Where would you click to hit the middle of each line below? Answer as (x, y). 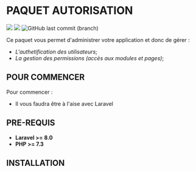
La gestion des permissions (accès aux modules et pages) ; (89, 58)
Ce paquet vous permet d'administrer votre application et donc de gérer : (98, 40)
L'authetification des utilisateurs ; (56, 52)
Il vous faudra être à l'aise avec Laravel (64, 103)
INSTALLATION (36, 163)
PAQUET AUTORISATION (70, 11)
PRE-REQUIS (31, 123)
